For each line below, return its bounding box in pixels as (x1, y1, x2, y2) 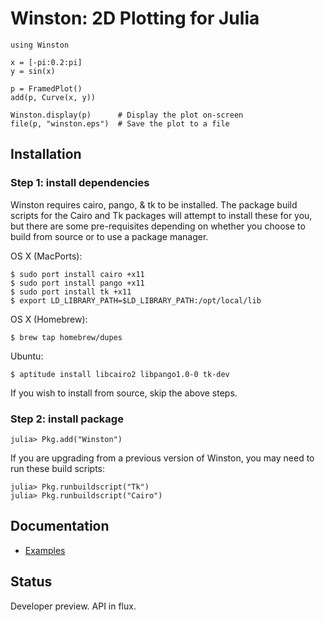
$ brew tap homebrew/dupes (10, 332, 123, 342)
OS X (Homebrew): (10, 313, 88, 325)
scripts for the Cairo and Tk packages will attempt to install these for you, (10, 209, 313, 221)
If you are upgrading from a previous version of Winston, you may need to (10, 452, 315, 464)
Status (10, 573, 53, 591)
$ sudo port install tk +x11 (10, 287, 132, 297)
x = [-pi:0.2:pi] (10, 57, 83, 67)
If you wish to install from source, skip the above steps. (10, 387, 238, 399)
